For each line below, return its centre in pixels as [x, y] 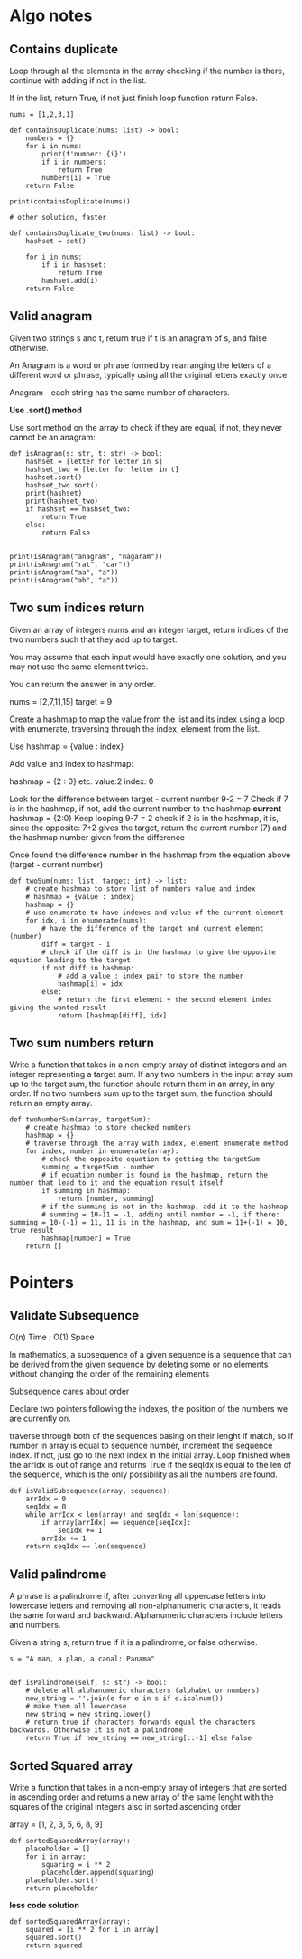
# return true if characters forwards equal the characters [141, 1722]
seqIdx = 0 [46, 1507]
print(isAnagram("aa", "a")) [64, 572]
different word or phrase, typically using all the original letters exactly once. [150, 374]
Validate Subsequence [74, 1315]
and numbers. [35, 1625]
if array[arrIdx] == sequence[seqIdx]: [117, 1523]
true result [32, 1231]
